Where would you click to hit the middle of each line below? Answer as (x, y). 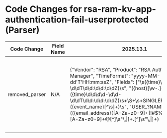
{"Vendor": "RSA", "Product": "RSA (110, 69)
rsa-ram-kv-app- (120, 9)
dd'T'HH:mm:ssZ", (91, 82)
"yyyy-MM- (146, 76)
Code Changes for (43, 9)
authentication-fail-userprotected (77, 20)
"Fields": (124, 82)
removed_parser (27, 94)
